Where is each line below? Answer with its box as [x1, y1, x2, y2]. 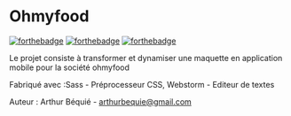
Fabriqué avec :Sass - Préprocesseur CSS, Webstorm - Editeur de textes [9, 79, 275, 89]
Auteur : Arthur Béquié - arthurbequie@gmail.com [9, 96, 193, 107]
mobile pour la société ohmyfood [9, 62, 130, 73]
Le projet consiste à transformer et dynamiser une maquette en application [9, 52, 283, 63]
